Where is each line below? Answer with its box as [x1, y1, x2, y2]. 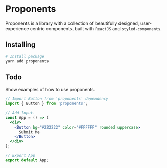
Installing [5, 40, 36, 49]
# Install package [5, 54, 44, 59]
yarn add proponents [5, 58, 50, 64]
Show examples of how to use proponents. [5, 87, 96, 93]
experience [5, 25, 29, 31]
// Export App [5, 153, 36, 158]
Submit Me [18, 129, 40, 135]
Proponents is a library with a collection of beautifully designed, [5, 20, 139, 26]
